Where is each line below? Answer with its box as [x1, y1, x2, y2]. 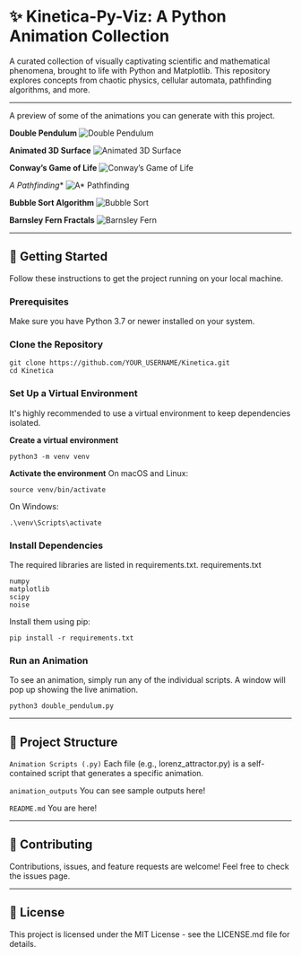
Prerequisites [9, 295, 69, 307]
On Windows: [9, 500, 59, 511]
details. [9, 938, 37, 949]
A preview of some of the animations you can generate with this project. [9, 110, 276, 120]
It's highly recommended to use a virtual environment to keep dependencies [9, 407, 291, 419]
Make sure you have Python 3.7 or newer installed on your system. [9, 316, 255, 327]
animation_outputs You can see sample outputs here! [9, 785, 206, 796]
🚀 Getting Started [9, 249, 108, 264]
